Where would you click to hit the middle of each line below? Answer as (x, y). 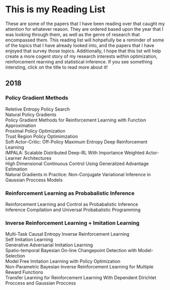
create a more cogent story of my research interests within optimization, (81, 56)
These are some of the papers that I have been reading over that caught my (85, 24)
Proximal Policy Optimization (35, 131)
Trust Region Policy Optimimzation (42, 136)
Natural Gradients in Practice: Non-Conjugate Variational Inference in (78, 174)
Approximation (21, 125)
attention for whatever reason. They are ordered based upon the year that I (84, 29)
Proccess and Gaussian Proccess (41, 283)
